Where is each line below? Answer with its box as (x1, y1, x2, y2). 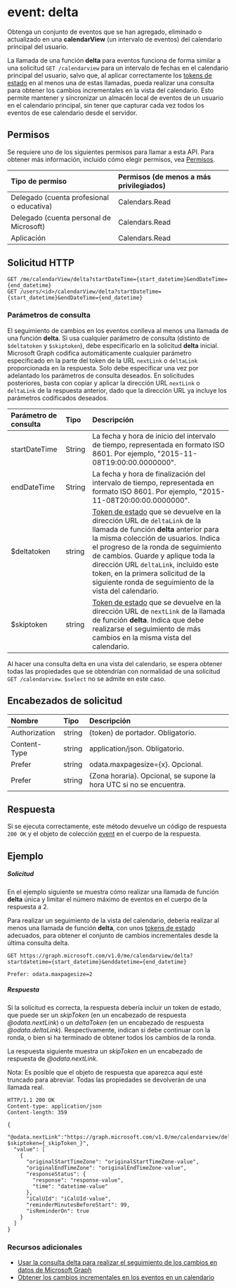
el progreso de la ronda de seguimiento (92, 542, 222, 551)
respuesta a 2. (7, 902, 49, 911)
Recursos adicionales (7, 1242, 83, 1252)
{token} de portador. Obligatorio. (88, 727, 197, 737)
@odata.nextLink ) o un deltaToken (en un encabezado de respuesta (7, 1018, 204, 1027)
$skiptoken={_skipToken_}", (7, 1139, 90, 1146)
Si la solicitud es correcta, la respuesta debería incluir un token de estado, (7, 1003, 222, 1011)
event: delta (7, 4, 79, 20)
